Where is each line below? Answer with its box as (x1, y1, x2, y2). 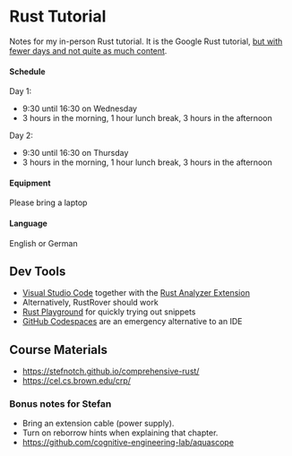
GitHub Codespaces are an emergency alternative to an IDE (21, 316, 243, 327)
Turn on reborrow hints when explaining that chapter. (21, 427, 219, 438)
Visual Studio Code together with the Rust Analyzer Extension (21, 288, 251, 298)
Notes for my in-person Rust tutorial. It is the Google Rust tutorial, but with (9, 36, 283, 47)
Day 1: (9, 86, 32, 97)
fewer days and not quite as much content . (9, 45, 167, 56)
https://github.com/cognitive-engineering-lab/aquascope (21, 437, 235, 448)
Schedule (9, 65, 47, 77)
